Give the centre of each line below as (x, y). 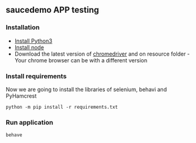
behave (14, 135)
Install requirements (36, 76)
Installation (23, 28)
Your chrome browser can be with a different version (81, 60)
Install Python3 (33, 41)
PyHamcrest (21, 96)
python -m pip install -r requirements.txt (62, 107)
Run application (29, 122)
